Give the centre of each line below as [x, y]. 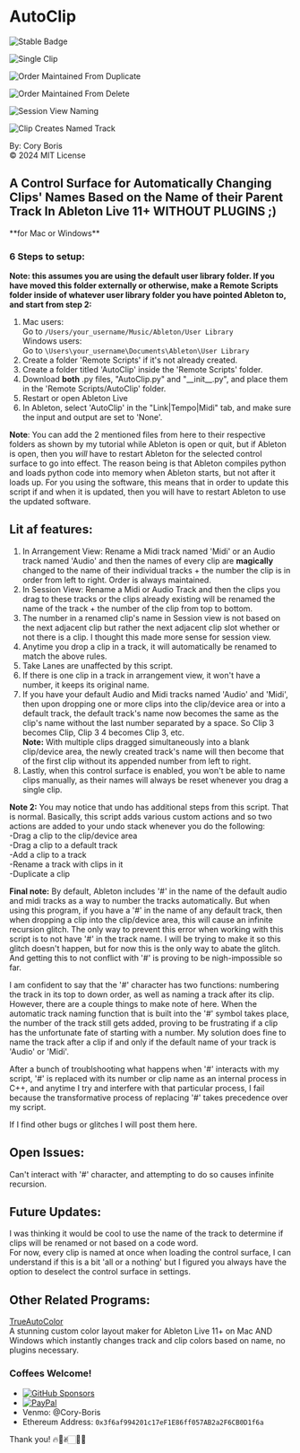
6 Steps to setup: [47, 256]
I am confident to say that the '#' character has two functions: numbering [144, 985]
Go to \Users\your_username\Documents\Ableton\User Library [136, 351]
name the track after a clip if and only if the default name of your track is [143, 1042]
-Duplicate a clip [39, 873]
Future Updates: [55, 1212]
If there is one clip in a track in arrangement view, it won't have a [141, 675]
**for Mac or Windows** [55, 233]
